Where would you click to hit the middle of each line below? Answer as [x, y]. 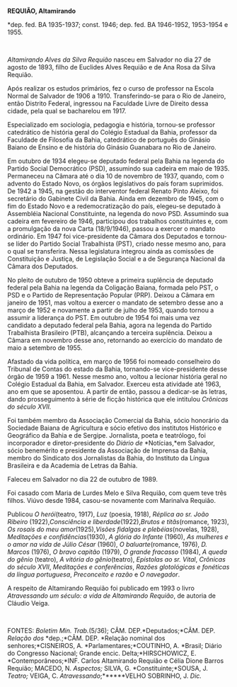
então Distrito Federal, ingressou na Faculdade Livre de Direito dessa [108, 103]
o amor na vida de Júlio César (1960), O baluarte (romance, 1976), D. [107, 544]
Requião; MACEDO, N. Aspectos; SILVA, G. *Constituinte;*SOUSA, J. [108, 668]
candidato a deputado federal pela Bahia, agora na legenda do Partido [110, 325]
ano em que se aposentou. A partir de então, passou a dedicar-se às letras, [117, 392]
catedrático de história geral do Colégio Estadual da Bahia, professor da [112, 132]
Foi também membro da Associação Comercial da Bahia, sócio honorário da [118, 420]
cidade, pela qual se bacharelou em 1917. [67, 111]
